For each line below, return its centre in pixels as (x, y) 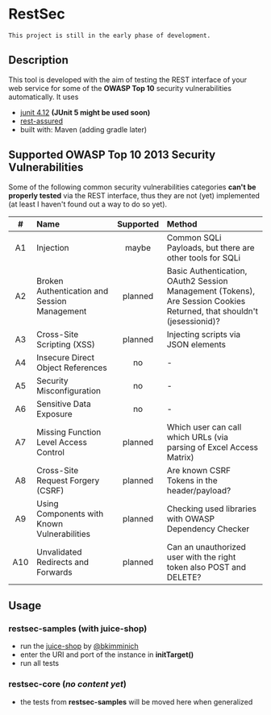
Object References (71, 368)
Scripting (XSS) (65, 344)
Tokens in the (192, 480)
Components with (70, 513)
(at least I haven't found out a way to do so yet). (88, 204)
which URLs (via (197, 437)
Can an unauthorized (206, 547)
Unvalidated (59, 551)
